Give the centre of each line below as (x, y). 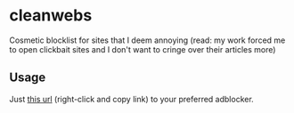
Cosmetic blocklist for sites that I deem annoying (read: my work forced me (147, 40)
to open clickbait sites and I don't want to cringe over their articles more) (143, 49)
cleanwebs (51, 16)
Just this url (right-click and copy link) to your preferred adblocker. (131, 99)
